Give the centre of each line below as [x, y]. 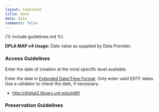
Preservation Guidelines [34, 105]
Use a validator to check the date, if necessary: [52, 84]
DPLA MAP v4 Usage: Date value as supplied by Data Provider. [68, 46]
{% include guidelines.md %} [34, 37]
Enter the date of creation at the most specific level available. [66, 69]
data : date [16, 18]
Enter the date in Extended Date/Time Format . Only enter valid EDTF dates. [80, 78]
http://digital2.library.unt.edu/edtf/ [46, 93]
